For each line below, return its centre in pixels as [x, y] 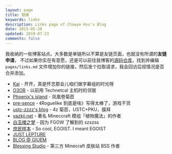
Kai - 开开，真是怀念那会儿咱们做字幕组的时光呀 [63, 84]
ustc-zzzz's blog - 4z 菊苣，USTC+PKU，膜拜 [62, 109]
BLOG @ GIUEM [30, 140]
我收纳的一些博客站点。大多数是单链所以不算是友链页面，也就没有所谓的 [81, 54]
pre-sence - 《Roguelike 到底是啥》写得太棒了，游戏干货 [72, 103]
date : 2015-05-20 [24, 29]
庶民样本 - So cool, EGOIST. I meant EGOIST [59, 128]
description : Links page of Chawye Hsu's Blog [56, 24]
